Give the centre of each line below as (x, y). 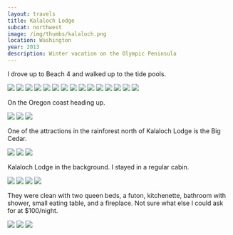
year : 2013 (24, 47)
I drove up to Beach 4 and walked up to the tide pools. (87, 74)
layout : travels (31, 14)
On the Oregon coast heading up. (56, 102)
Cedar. (17, 138)
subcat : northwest (35, 27)
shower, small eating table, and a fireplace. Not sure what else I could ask (115, 203)
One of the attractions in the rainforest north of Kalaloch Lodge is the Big (114, 131)
